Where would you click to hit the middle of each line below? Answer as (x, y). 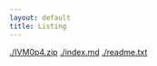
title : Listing (38, 26)
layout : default (40, 18)
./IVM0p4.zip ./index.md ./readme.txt (78, 52)
